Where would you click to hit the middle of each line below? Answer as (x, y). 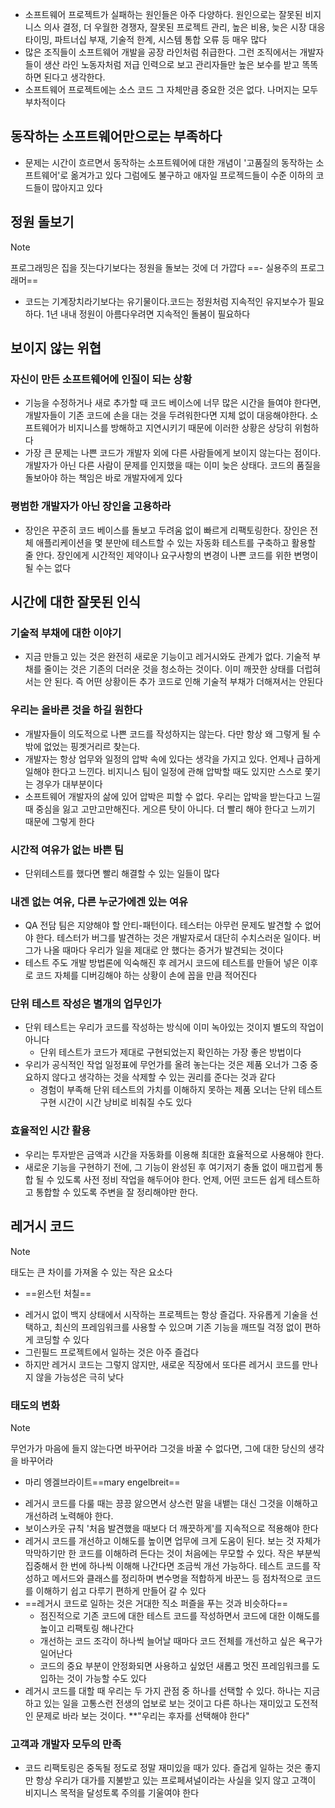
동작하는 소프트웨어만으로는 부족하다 (116, 136)
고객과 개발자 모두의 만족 (66, 1744)
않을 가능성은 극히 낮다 (80, 1377)
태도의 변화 (35, 1405)
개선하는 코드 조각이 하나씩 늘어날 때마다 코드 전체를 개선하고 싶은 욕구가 (181, 1640)
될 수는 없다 (48, 567)
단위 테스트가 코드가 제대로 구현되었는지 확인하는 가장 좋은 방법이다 (170, 1052)
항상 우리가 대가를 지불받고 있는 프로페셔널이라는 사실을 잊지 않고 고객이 (176, 1780)
